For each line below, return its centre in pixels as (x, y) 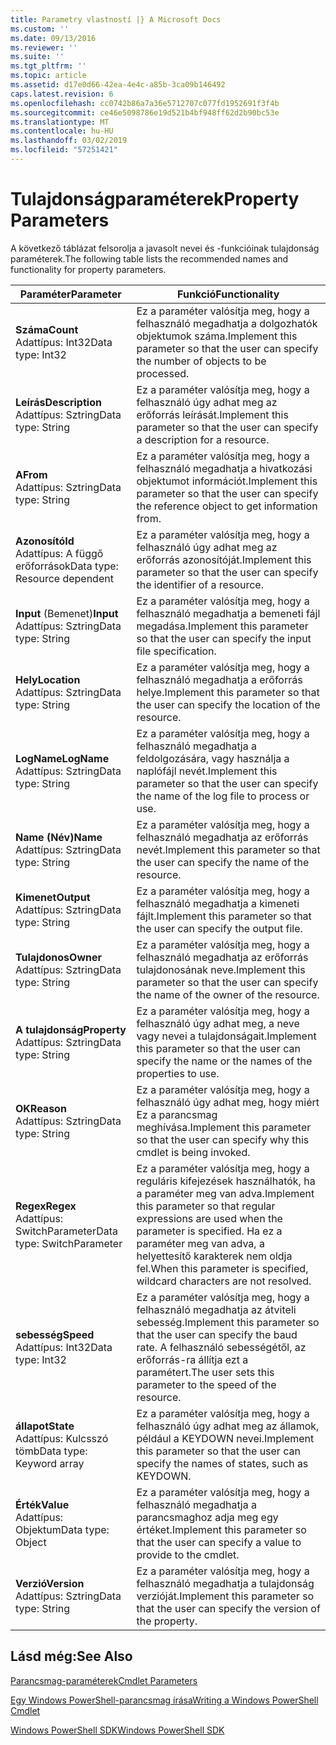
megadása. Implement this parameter (222, 626)
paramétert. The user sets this (205, 1372)
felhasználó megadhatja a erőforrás (219, 679)
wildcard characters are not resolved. (224, 1281)
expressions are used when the (209, 1218)
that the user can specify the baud (217, 1334)
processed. (163, 373)
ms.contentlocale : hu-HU (62, 131)
